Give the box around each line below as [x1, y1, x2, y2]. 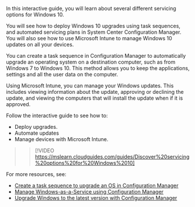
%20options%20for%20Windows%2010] [34, 160, 135, 166]
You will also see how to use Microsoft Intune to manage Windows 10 [6, 35, 172, 41]
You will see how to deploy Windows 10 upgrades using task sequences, [6, 23, 181, 29]
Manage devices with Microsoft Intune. [14, 136, 109, 142]
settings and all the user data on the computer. [6, 71, 119, 78]
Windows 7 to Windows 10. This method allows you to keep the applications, [6, 65, 190, 72]
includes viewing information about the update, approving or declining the [6, 89, 184, 95]
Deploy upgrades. [14, 124, 58, 130]
